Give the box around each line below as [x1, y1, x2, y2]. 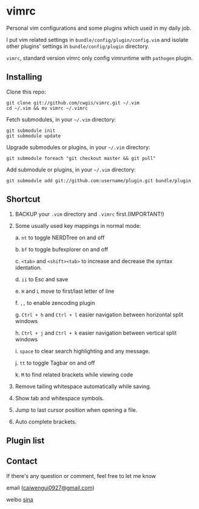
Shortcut [6, 194, 41, 205]
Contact [6, 456, 38, 466]
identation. [15, 264, 42, 271]
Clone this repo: [6, 88, 47, 95]
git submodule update [6, 132, 61, 139]
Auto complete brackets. [15, 418, 77, 425]
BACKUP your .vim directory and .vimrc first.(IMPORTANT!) [15, 210, 165, 217]
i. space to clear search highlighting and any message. [15, 347, 150, 355]
